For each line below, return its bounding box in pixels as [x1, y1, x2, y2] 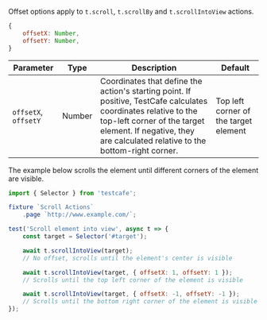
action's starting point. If [100, 85, 192, 96]
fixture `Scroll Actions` [8, 203, 94, 211]
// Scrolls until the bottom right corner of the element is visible [22, 298, 258, 306]
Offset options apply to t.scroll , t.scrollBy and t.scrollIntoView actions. [8, 7, 254, 16]
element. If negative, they [100, 125, 195, 136]
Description [131, 62, 177, 73]
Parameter [13, 62, 54, 73]
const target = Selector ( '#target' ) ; [22, 233, 148, 241]
